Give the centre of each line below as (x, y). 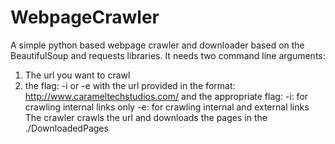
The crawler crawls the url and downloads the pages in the (146, 117)
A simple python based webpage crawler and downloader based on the (157, 45)
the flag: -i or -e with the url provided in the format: (130, 85)
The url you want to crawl (77, 75)
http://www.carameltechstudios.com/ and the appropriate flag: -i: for (166, 96)
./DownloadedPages (66, 128)
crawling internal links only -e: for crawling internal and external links (167, 107)
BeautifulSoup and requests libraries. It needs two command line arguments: (168, 55)
